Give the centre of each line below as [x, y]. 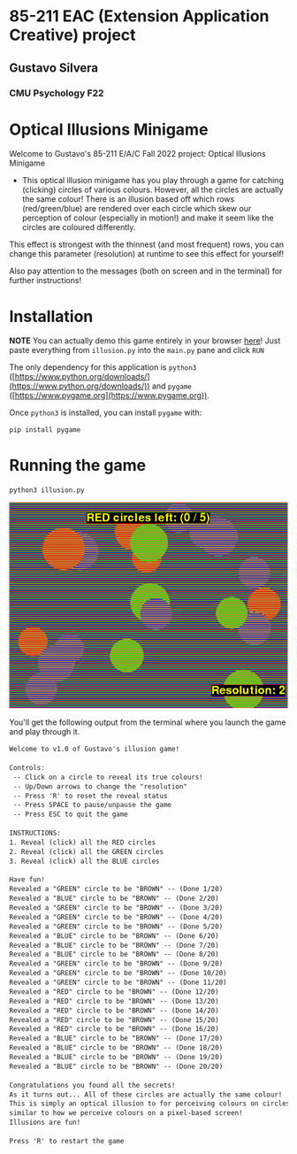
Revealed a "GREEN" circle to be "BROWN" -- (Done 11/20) [118, 983]
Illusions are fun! [45, 1123]
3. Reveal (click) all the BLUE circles [85, 861]
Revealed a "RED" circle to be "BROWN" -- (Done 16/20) [114, 1029]
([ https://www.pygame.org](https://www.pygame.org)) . [110, 396]
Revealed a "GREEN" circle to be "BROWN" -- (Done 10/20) [118, 973]
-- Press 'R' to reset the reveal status [90, 796]
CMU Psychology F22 [57, 93]
